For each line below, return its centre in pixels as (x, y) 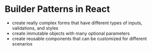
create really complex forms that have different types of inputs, (77, 23)
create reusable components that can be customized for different (79, 39)
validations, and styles (35, 28)
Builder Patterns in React (57, 9)
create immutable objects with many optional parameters (71, 33)
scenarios (22, 44)
